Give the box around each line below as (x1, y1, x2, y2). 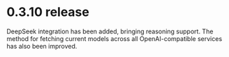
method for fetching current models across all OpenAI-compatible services (6, 34, 223, 42)
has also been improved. (6, 42, 77, 50)
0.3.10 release (6, 4, 90, 20)
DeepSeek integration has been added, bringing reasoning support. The (6, 27, 214, 35)
